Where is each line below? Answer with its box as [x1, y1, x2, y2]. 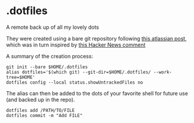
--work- [153, 69, 172, 75]
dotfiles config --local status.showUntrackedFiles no [6, 79, 143, 85]
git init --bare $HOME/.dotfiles [6, 64, 88, 70]
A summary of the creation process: [6, 52, 93, 59]
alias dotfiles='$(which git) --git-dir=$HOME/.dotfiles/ [6, 69, 151, 75]
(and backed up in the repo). [6, 96, 75, 103]
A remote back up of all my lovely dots [6, 24, 99, 31]
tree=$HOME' [6, 74, 35, 80]
